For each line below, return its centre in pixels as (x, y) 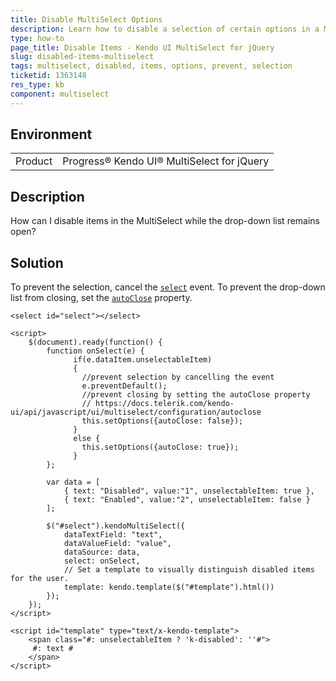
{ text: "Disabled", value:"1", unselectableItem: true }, (189, 491)
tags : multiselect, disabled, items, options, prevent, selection (151, 66)
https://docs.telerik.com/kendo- (165, 404)
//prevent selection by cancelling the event (178, 377)
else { (87, 439)
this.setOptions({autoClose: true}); (160, 447)
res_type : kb (37, 85)
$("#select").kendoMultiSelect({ (116, 526)
